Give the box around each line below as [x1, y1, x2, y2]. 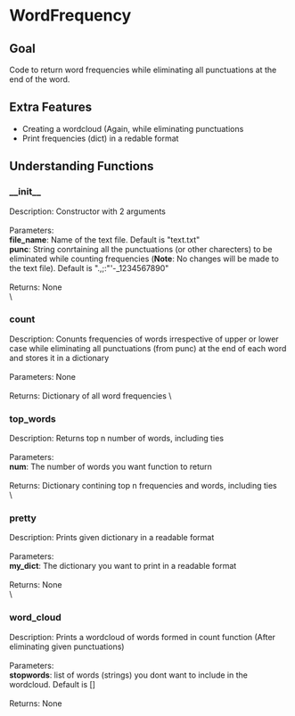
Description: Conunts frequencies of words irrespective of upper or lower [9, 333, 279, 344]
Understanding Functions [9, 159, 154, 174]
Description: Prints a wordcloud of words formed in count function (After [9, 631, 276, 642]
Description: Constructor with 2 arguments [9, 206, 167, 217]
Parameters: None [9, 371, 76, 382]
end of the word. [9, 74, 70, 85]
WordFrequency [9, 5, 132, 26]
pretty [9, 512, 37, 524]
